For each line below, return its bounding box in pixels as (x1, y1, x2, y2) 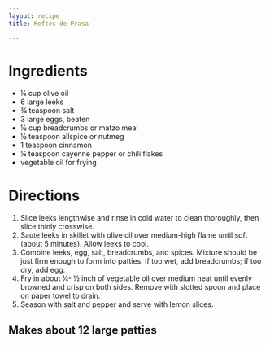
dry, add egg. (20, 265, 66, 275)
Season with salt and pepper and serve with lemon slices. (20, 299, 214, 309)
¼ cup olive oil (20, 89, 69, 98)
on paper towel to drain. (20, 290, 101, 301)
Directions (8, 186, 80, 204)
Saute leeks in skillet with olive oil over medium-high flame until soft (20, 230, 248, 240)
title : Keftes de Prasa (8, 20, 89, 28)
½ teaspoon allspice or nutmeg (20, 132, 124, 142)
